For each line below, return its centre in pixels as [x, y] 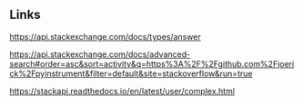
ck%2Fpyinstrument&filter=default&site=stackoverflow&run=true [131, 73]
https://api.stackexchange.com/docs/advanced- [100, 54]
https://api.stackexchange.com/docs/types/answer [106, 36]
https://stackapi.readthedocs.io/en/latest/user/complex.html [122, 91]
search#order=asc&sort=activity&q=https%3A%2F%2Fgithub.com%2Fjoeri [152, 63]
